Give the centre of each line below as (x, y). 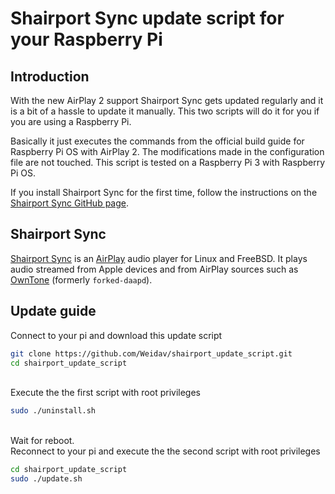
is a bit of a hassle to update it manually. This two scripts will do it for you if (165, 111)
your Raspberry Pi (86, 39)
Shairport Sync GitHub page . (70, 203)
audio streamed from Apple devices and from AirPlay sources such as (154, 269)
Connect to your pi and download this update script (116, 335)
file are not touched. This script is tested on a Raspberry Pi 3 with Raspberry (168, 162)
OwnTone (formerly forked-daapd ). (81, 279)
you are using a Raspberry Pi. (71, 121)
